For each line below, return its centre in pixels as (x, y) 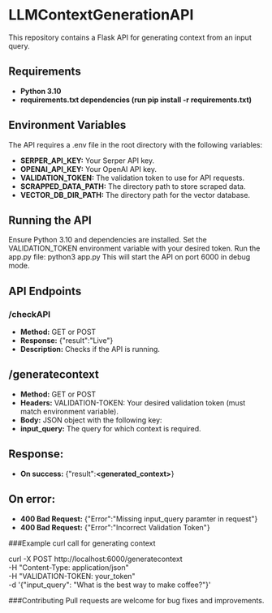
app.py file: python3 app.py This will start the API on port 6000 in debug (130, 257)
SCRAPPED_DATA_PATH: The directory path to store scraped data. (133, 186)
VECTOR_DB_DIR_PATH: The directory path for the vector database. (135, 195)
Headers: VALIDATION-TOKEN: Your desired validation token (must (133, 402)
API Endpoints (45, 291)
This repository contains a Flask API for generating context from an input (130, 37)
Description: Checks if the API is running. (90, 349)
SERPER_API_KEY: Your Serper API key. (87, 161)
